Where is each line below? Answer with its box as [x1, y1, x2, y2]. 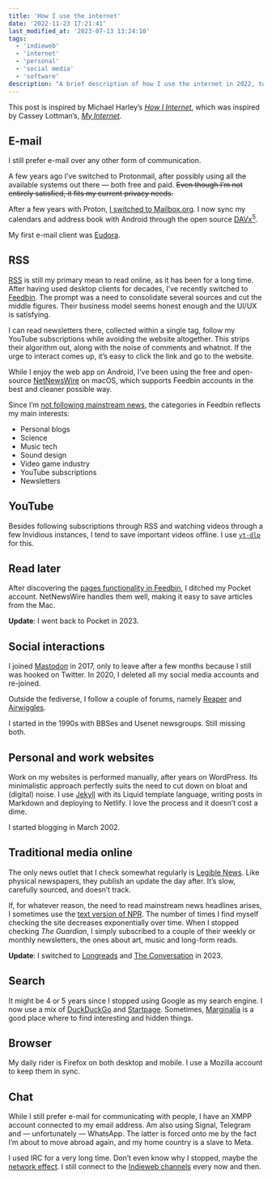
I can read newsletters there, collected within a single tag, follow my [8, 325, 236, 335]
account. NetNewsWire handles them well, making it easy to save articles [8, 592, 253, 601]
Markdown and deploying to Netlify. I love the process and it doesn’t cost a [8, 798, 258, 808]
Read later [8, 562, 62, 575]
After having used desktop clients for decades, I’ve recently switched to [8, 283, 249, 293]
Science [19, 432, 48, 442]
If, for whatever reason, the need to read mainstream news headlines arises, [8, 900, 262, 910]
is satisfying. [8, 309, 51, 319]
